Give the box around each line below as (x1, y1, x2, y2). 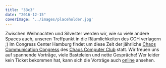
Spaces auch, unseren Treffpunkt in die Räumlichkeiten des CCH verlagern (5, 36, 161, 42)
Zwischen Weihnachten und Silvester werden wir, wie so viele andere (5, 31, 149, 37)
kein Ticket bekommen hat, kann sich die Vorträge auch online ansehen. (5, 57, 155, 63)
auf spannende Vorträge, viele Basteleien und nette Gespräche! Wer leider (5, 52, 160, 58)
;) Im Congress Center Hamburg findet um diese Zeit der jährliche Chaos (5, 41, 156, 47)
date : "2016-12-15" (5, 12, 46, 17)
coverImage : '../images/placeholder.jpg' (5, 17, 94, 22)
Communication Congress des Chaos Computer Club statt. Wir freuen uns (5, 46, 159, 53)
